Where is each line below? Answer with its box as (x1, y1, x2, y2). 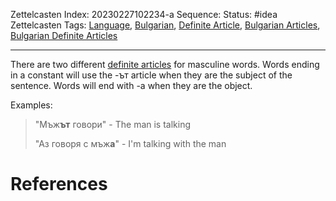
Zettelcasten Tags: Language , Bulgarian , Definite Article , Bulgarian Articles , (10, 19, 321, 31)
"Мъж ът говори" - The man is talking (34, 119, 192, 130)
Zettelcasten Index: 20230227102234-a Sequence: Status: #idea (10, 9, 278, 20)
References (10, 173, 108, 196)
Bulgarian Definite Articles (10, 30, 118, 41)
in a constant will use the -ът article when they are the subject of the (10, 69, 293, 81)
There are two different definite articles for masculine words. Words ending (10, 59, 320, 70)
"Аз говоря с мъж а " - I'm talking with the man (34, 138, 227, 149)
